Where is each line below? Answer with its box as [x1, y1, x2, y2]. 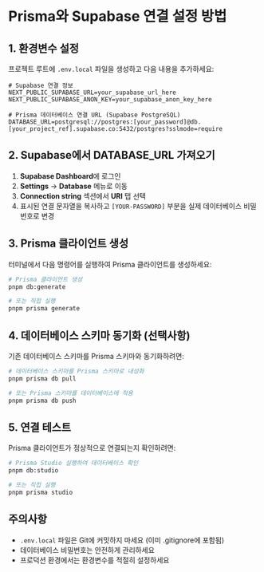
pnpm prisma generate [8, 305, 81, 313]
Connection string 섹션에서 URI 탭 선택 [19, 191, 146, 200]
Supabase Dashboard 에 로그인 [19, 171, 121, 180]
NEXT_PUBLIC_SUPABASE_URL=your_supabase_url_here [8, 89, 177, 97]
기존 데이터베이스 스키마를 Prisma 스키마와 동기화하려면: [8, 351, 185, 361]
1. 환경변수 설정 [8, 41, 80, 55]
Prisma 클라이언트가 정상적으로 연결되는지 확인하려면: [8, 444, 176, 453]
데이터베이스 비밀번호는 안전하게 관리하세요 [19, 545, 156, 554]
